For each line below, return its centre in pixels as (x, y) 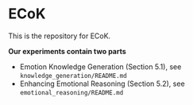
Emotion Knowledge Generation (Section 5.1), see (100, 66)
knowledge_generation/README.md (73, 76)
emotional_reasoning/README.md (71, 92)
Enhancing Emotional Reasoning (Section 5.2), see (102, 84)
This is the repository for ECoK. (60, 36)
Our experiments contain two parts (68, 51)
